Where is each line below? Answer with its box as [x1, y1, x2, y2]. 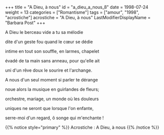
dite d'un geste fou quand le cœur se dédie [5, 39, 93, 45]
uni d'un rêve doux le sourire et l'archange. [5, 67, 93, 73]
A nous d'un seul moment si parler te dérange [5, 77, 98, 82]
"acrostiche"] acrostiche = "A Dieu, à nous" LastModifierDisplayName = [5, 15, 151, 20]
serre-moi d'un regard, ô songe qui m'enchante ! [5, 115, 104, 121]
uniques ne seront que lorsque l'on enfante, [5, 106, 94, 111]
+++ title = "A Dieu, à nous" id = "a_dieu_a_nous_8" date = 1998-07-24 [5, 4, 149, 10]
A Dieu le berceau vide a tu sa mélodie [5, 29, 84, 35]
